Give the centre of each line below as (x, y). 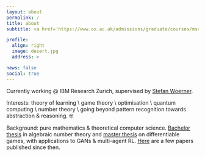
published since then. (34, 147)
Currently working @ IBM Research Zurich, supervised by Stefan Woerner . (100, 91)
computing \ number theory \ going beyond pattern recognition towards (96, 109)
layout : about (24, 12)
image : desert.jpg (35, 51)
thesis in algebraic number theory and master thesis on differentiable (93, 134)
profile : (17, 40)
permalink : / (23, 18)
